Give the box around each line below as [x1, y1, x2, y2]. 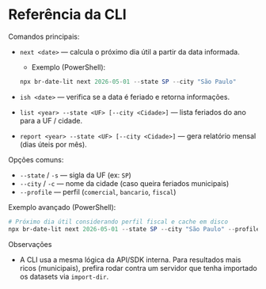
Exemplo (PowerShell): [31, 62, 106, 72]
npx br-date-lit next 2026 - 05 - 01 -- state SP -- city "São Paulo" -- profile [8, 225, 260, 233]
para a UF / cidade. [19, 116, 83, 125]
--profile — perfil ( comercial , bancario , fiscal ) [19, 187, 177, 196]
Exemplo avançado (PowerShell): [8, 202, 116, 211]
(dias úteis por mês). [19, 139, 87, 149]
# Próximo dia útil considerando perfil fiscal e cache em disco [8, 218, 228, 226]
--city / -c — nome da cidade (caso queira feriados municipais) [19, 178, 230, 188]
